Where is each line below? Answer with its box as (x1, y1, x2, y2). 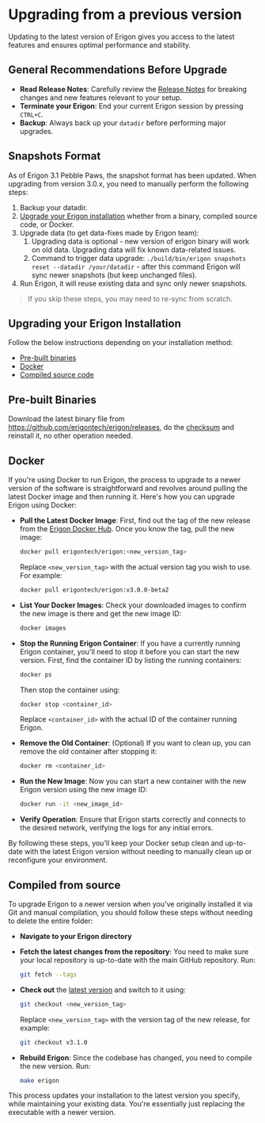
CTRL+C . (19, 109, 44, 119)
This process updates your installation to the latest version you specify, (8, 1090, 240, 1100)
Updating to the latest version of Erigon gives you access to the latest (8, 32, 235, 41)
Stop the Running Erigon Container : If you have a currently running (19, 638, 241, 648)
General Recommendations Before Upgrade (8, 63, 228, 77)
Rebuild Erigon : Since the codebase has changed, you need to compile (19, 1052, 252, 1062)
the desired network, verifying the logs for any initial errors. (19, 823, 214, 833)
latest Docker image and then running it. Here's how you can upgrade (8, 492, 235, 501)
